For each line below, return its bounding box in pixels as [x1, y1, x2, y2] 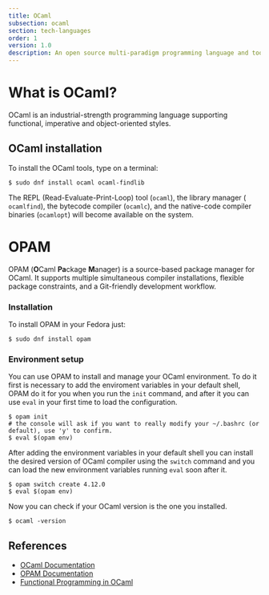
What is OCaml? [8, 83, 118, 102]
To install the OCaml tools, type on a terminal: [8, 163, 159, 172]
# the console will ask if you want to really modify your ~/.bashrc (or [8, 420, 260, 428]
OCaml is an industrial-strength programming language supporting [8, 110, 228, 119]
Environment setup [8, 354, 84, 365]
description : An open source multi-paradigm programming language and [8, 49, 249, 57]
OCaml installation [8, 142, 102, 156]
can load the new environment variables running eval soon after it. [8, 465, 227, 475]
